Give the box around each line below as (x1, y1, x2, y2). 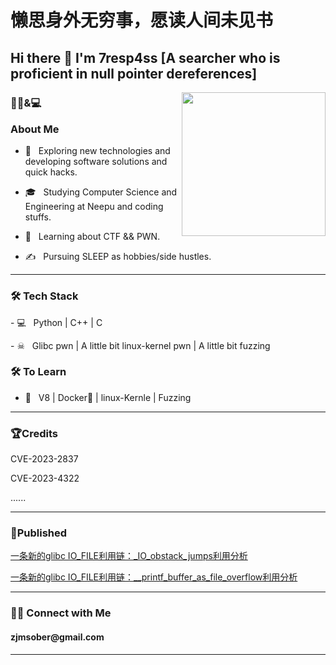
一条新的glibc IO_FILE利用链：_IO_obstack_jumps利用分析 (10, 550, 248, 562)
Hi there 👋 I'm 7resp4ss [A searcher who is (10, 49, 281, 66)
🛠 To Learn (10, 365, 67, 379)
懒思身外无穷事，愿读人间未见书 (10, 9, 274, 32)
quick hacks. (24, 166, 78, 178)
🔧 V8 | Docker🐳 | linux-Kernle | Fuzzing (24, 391, 192, 403)
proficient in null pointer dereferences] (10, 65, 258, 82)
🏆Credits (10, 426, 58, 440)
